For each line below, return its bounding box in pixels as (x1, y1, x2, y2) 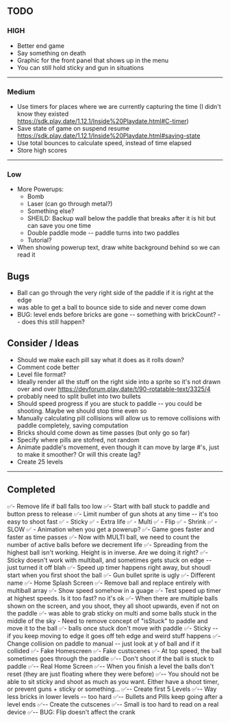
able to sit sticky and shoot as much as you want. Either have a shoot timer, (7, 677, 220, 685)
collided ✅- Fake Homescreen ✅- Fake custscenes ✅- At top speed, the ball (7, 646, 222, 655)
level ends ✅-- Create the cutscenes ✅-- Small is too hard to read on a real (7, 700, 219, 708)
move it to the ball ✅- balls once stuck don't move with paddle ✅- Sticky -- (7, 624, 218, 632)
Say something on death (16, 49, 86, 57)
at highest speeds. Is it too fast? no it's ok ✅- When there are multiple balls (7, 594, 218, 602)
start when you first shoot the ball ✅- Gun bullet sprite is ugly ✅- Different (7, 571, 216, 579)
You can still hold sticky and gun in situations (16, 63, 144, 71)
